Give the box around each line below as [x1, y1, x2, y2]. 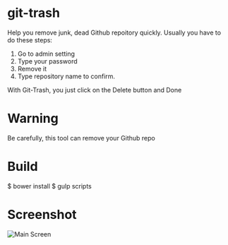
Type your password [17, 56, 78, 65]
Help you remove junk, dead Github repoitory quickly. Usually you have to [7, 28, 221, 37]
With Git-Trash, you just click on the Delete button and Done [7, 85, 182, 94]
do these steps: [7, 35, 53, 44]
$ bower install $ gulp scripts [7, 181, 92, 190]
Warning [7, 111, 59, 126]
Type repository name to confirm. [17, 72, 115, 80]
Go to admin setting [17, 49, 76, 58]
